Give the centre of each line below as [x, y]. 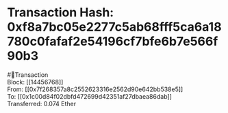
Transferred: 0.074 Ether [42, 103]
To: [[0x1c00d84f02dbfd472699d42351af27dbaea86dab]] [90, 96]
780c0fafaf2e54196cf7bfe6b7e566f [113, 42]
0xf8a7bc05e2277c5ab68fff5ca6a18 [114, 27]
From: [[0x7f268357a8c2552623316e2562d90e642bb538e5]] [95, 89]
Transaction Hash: [61, 13]
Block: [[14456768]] [35, 82]
